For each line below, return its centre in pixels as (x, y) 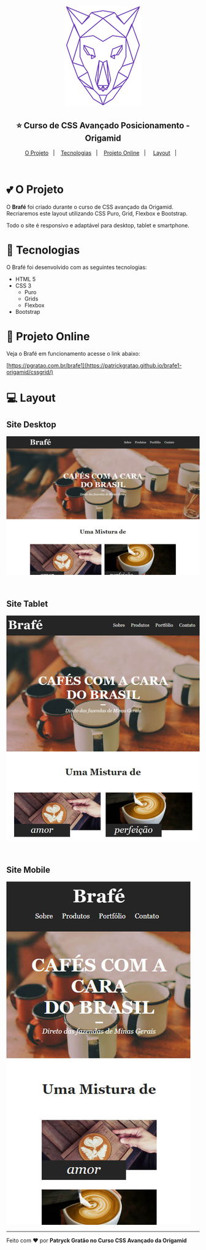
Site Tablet (27, 604)
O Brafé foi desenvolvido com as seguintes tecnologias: (77, 267)
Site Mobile (28, 870)
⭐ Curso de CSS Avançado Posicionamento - (103, 125)
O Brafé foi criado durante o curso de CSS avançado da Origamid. (90, 207)
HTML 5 (25, 279)
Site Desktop (31, 425)
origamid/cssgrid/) (30, 372)
